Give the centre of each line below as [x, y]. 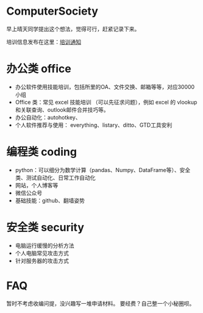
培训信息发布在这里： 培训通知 [44, 41]
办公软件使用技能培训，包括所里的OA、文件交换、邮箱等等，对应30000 [105, 87]
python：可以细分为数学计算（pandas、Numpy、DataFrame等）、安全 [103, 170]
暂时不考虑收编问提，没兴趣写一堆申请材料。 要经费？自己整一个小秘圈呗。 [101, 303]
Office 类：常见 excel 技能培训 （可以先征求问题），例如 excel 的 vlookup [106, 102]
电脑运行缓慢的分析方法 [45, 245]
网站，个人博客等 [37, 185]
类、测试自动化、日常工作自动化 [55, 178]
